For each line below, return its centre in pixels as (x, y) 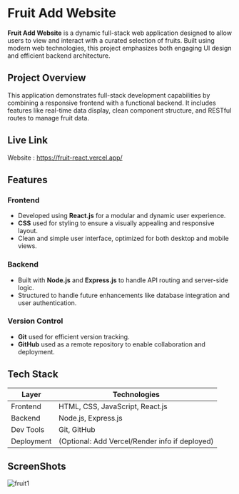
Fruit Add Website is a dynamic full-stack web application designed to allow (119, 33)
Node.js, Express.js (90, 418)
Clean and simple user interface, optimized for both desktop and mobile (123, 238)
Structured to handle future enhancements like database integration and (124, 295)
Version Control (35, 321)
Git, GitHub (77, 429)
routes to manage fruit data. (48, 118)
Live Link (28, 140)
